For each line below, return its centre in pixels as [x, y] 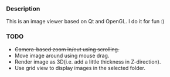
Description [23, 9]
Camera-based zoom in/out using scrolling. [67, 49]
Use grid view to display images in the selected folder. [80, 68]
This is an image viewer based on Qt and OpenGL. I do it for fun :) [85, 22]
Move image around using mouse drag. [62, 55]
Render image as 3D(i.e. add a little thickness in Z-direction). [88, 62]
